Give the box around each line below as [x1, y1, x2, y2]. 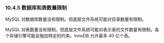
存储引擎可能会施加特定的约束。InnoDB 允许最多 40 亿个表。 [9, 33, 133, 39]
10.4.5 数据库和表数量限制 [5, 4, 67, 11]
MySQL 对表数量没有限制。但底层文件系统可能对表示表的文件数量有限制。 [5, 27, 155, 33]
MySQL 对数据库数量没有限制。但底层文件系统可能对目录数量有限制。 [5, 16, 147, 22]
